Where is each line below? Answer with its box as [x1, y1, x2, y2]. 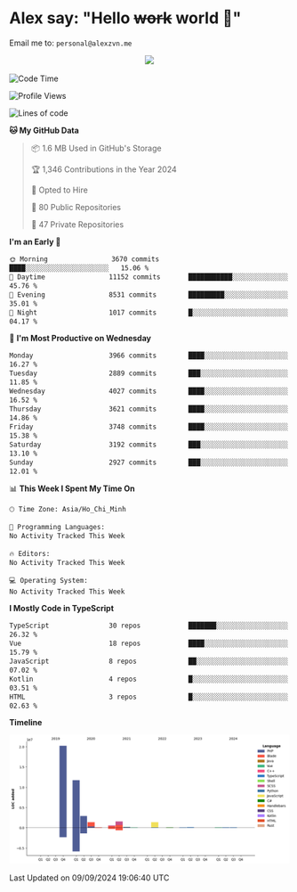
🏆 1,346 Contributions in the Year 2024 [30, 164, 178, 175]
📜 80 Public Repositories [30, 201, 122, 212]
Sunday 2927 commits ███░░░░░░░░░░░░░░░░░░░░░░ [9, 458, 289, 467]
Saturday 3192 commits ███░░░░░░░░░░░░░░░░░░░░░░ [9, 440, 289, 449]
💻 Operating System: [9, 576, 89, 585]
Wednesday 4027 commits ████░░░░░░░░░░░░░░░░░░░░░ [9, 387, 289, 396]
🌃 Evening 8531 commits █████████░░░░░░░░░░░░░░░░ [9, 290, 289, 299]
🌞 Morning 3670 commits [9, 254, 160, 264]
